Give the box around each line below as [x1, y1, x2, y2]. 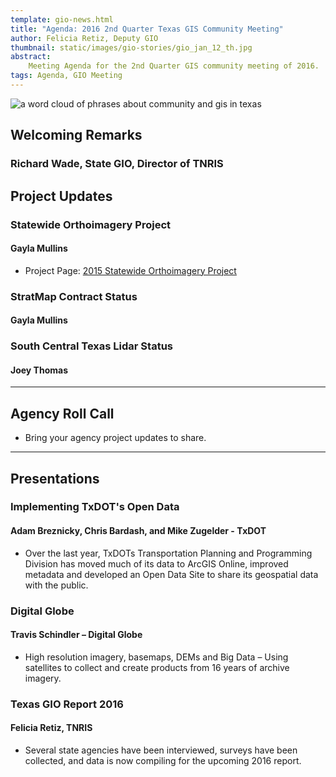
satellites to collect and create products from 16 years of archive [24, 661, 290, 673]
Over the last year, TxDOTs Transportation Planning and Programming [24, 547, 313, 559]
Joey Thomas [10, 364, 68, 376]
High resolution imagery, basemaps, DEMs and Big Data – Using [24, 651, 289, 663]
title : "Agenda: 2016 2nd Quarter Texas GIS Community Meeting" [10, 24, 284, 34]
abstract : [10, 52, 52, 62]
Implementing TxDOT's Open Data [10, 500, 180, 514]
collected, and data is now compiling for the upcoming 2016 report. [24, 754, 302, 766]
